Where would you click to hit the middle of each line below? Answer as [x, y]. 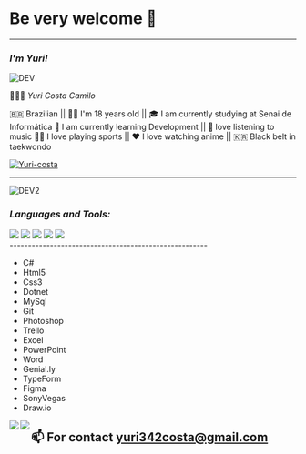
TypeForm [42, 378]
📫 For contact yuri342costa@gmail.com [150, 437]
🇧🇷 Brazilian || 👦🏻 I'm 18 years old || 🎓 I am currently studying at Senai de [151, 114]
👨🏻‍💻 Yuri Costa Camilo [52, 96]
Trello [33, 330]
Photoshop [43, 320]
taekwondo [31, 147]
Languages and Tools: [60, 215]
